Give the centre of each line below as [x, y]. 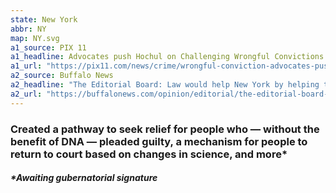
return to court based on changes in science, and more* [149, 154]
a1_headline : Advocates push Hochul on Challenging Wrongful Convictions [167, 57]
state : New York [44, 19]
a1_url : [26, 66]
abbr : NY [28, 29]
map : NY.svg [35, 38]
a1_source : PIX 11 [48, 47]
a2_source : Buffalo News [62, 76]
